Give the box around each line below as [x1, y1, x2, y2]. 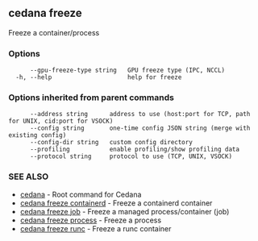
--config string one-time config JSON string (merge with [29, 124, 251, 132]
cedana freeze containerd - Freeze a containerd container [19, 197, 213, 208]
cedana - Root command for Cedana [19, 189, 142, 199]
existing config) [8, 131, 67, 139]
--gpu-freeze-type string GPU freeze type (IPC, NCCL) [29, 66, 226, 75]
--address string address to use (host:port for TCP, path [29, 110, 251, 118]
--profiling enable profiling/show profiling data [29, 145, 240, 154]
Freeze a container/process [8, 27, 100, 37]
